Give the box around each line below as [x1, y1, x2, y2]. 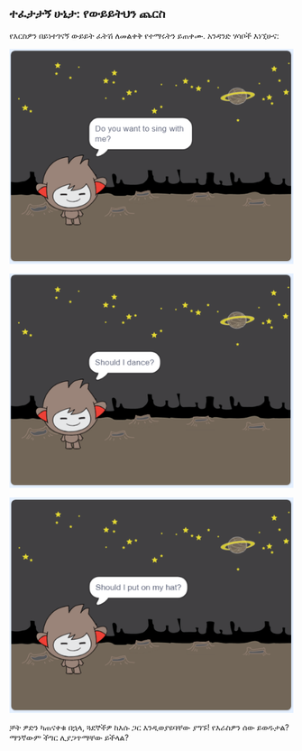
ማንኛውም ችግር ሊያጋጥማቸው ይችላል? [9, 732, 129, 743]
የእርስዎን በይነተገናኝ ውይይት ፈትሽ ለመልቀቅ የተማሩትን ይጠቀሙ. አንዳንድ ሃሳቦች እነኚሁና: [9, 30, 279, 41]
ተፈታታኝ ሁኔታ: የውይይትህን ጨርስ [9, 6, 166, 22]
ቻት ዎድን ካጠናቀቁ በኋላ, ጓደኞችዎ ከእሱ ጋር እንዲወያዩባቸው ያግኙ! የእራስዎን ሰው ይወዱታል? [9, 721, 290, 733]
